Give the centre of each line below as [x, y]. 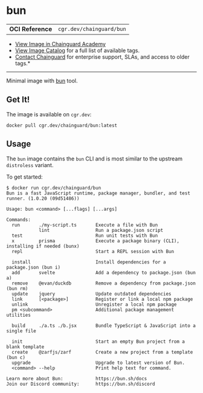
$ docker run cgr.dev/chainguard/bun [54, 188]
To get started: [25, 177]
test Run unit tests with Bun [85, 236]
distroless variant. [30, 165]
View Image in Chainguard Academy [60, 44]
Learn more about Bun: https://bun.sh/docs [77, 378]
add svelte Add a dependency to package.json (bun [104, 272]
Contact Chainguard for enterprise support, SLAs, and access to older [102, 57]
